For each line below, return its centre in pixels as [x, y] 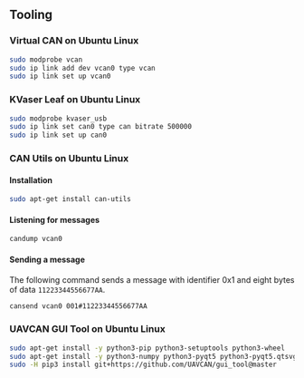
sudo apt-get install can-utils [70, 199]
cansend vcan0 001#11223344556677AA [78, 306]
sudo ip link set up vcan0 [60, 76]
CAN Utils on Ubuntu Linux [69, 159]
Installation [31, 179]
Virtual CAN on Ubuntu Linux [74, 41]
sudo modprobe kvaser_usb [58, 118]
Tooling [31, 15]
